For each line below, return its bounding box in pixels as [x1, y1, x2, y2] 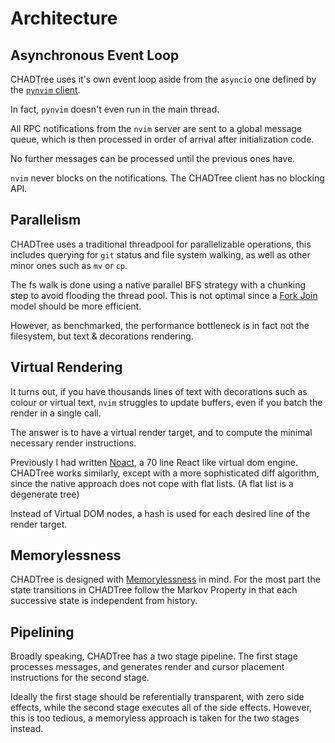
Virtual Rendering [10, 359, 123, 376]
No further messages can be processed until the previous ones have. [10, 153, 296, 164]
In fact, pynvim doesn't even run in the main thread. [10, 103, 220, 115]
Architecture [10, 7, 118, 30]
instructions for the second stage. [10, 672, 150, 684]
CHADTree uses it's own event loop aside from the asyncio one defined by [10, 73, 317, 85]
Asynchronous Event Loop [10, 47, 180, 64]
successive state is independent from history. [10, 595, 198, 607]
